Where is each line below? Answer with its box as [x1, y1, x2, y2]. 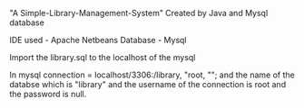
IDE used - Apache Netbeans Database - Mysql [9, 35, 188, 45]
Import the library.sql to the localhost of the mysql [9, 52, 196, 62]
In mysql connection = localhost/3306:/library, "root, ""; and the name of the [9, 69, 295, 80]
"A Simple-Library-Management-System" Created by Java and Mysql [9, 8, 269, 18]
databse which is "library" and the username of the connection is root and [9, 79, 287, 89]
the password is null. [9, 89, 87, 99]
